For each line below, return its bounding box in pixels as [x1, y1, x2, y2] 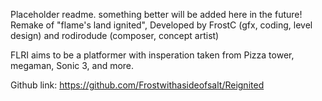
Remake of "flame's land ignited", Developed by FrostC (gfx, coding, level [10, 19, 313, 31]
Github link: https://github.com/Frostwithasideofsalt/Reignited [10, 79, 265, 91]
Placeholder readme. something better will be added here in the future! [10, 9, 303, 20]
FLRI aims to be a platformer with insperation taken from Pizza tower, [10, 49, 295, 61]
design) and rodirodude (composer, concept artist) [10, 30, 220, 41]
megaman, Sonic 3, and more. [10, 60, 135, 71]
